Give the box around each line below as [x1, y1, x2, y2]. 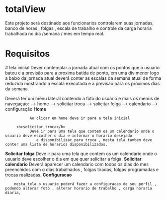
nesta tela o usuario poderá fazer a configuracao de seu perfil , [14, 181, 157, 187]
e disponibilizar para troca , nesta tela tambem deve [36, 137, 153, 143]
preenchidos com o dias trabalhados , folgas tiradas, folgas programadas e [5, 166, 159, 173]
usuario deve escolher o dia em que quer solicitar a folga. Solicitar [5, 156, 142, 162]
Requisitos [5, 48, 50, 59]
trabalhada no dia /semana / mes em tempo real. [5, 30, 104, 36]
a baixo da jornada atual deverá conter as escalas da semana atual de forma [5, 75, 162, 81]
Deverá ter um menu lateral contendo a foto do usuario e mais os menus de [5, 95, 160, 101]
